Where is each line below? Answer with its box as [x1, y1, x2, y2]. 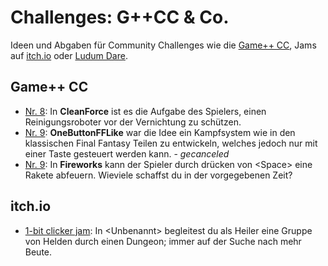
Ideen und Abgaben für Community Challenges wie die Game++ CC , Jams [10, 39, 317, 51]
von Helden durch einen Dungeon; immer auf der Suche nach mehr [24, 235, 302, 247]
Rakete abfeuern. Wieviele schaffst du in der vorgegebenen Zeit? [24, 169, 293, 181]
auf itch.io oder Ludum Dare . [10, 49, 128, 61]
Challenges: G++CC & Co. [10, 6, 230, 29]
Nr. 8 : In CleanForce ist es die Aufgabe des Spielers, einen [24, 105, 267, 117]
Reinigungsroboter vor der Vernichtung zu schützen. [24, 116, 242, 128]
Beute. [24, 246, 53, 258]
